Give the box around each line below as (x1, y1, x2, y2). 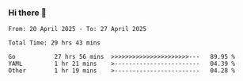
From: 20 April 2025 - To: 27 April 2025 (8, 25, 147, 33)
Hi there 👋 (8, 7, 47, 18)
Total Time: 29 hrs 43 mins (8, 39, 101, 47)
